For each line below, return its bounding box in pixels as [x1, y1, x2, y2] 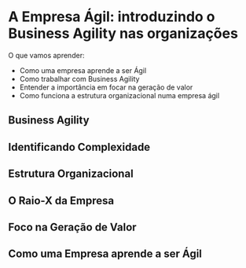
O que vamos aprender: [8, 50, 85, 60]
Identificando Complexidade [8, 140, 151, 153]
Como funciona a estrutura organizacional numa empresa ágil [19, 90, 220, 100]
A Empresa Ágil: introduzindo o [8, 8, 215, 26]
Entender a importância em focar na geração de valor [19, 83, 193, 92]
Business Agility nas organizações [8, 24, 238, 42]
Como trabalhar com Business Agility [19, 74, 140, 83]
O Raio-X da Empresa [8, 193, 115, 207]
